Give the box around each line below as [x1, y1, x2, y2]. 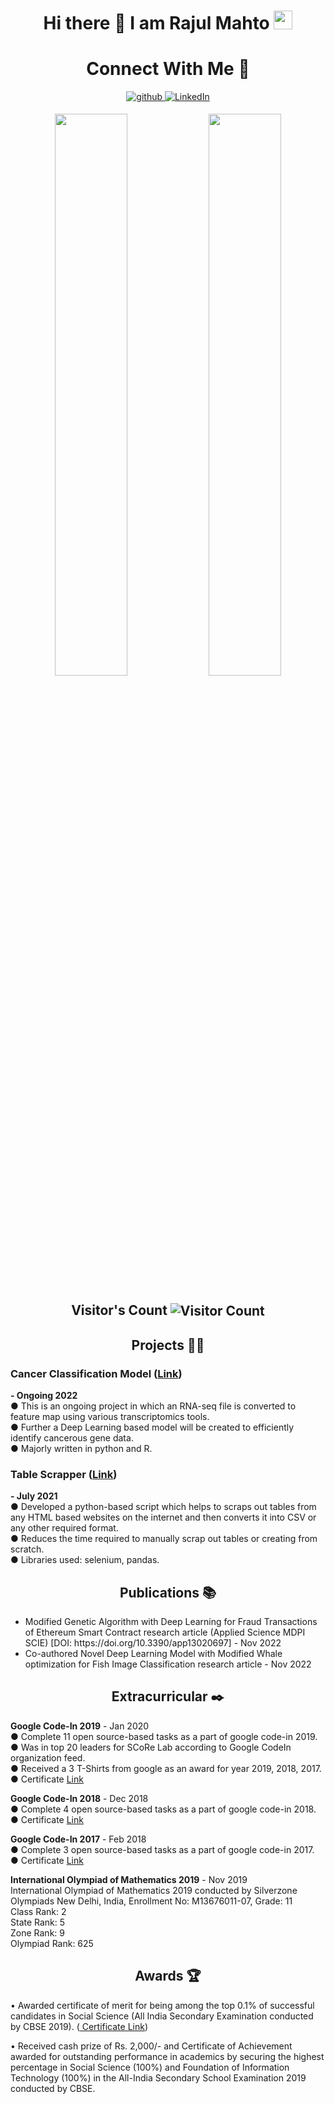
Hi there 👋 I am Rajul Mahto [43, 12, 270, 35]
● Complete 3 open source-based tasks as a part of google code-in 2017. [10, 1843, 315, 1855]
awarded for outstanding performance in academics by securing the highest [10, 2050, 325, 2062]
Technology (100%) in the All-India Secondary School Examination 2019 [10, 2071, 307, 2084]
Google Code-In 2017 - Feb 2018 [10, 1833, 147, 1845]
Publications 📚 [119, 1584, 217, 1601]
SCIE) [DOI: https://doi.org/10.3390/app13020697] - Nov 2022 [24, 1637, 282, 1649]
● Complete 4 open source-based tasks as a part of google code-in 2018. [10, 1803, 317, 1815]
